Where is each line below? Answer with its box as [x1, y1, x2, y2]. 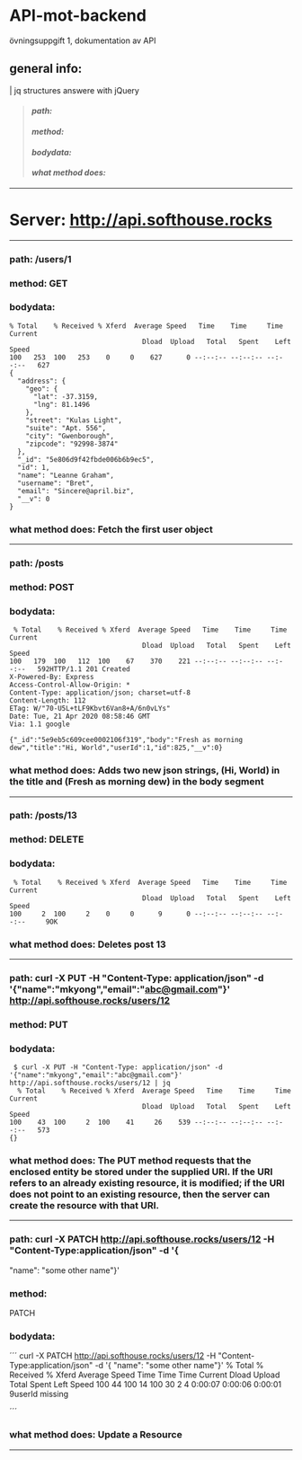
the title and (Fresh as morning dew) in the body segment [9, 775, 264, 788]
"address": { [17, 376, 67, 385]
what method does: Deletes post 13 [9, 938, 166, 951]
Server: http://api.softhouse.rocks [9, 209, 272, 230]
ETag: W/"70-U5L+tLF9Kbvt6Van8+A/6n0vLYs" [9, 704, 171, 713]
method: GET [9, 277, 68, 289]
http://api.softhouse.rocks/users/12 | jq [9, 1079, 171, 1088]
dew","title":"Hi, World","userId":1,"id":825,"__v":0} [9, 743, 223, 753]
